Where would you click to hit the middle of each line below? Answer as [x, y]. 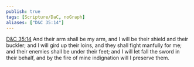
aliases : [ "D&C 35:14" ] [35, 22]
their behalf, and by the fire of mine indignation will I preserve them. [88, 58]
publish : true [23, 11]
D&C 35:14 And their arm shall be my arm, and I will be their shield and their [97, 39]
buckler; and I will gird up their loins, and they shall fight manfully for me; [94, 45]
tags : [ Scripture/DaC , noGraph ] [45, 17]
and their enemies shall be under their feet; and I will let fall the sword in [93, 52]
